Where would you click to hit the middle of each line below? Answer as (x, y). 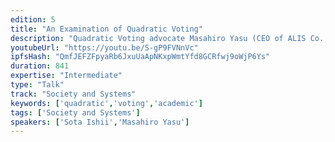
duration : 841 (40, 66)
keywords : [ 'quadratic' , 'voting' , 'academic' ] (106, 103)
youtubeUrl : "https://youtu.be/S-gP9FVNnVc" (104, 47)
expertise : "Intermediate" (66, 76)
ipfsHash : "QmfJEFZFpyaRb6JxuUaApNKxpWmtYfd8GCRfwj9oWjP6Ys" (140, 57)
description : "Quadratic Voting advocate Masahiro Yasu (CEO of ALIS (158, 38)
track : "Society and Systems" (73, 94)
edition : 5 (33, 19)
